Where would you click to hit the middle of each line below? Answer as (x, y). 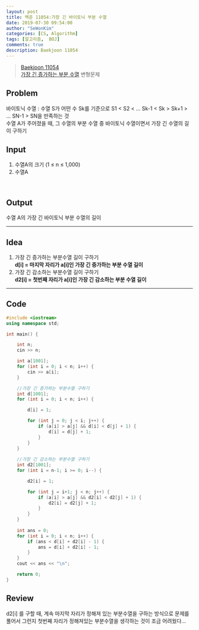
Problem (22, 94)
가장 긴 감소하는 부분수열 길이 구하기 (57, 272)
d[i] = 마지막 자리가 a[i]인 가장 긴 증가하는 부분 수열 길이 (79, 265)
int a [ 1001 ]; (33, 361)
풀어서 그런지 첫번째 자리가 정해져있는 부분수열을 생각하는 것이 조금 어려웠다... (96, 620)
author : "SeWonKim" (30, 28)
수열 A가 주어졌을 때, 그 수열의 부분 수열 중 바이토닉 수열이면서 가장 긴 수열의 (95, 123)
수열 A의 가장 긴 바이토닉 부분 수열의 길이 (54, 218)
